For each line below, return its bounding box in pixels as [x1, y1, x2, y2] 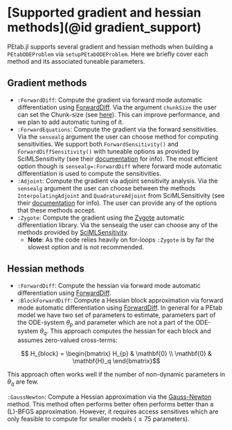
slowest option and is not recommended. [27, 242, 144, 251]
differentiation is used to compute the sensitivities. [17, 169, 161, 177]
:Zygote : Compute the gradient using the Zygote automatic [17, 213, 185, 222]
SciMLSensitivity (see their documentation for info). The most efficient [17, 154, 218, 163]
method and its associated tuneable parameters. [7, 57, 145, 65]
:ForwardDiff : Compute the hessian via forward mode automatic [17, 281, 201, 289]
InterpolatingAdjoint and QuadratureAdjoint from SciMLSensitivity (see [17, 191, 225, 199]
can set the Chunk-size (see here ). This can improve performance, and [17, 110, 220, 118]
